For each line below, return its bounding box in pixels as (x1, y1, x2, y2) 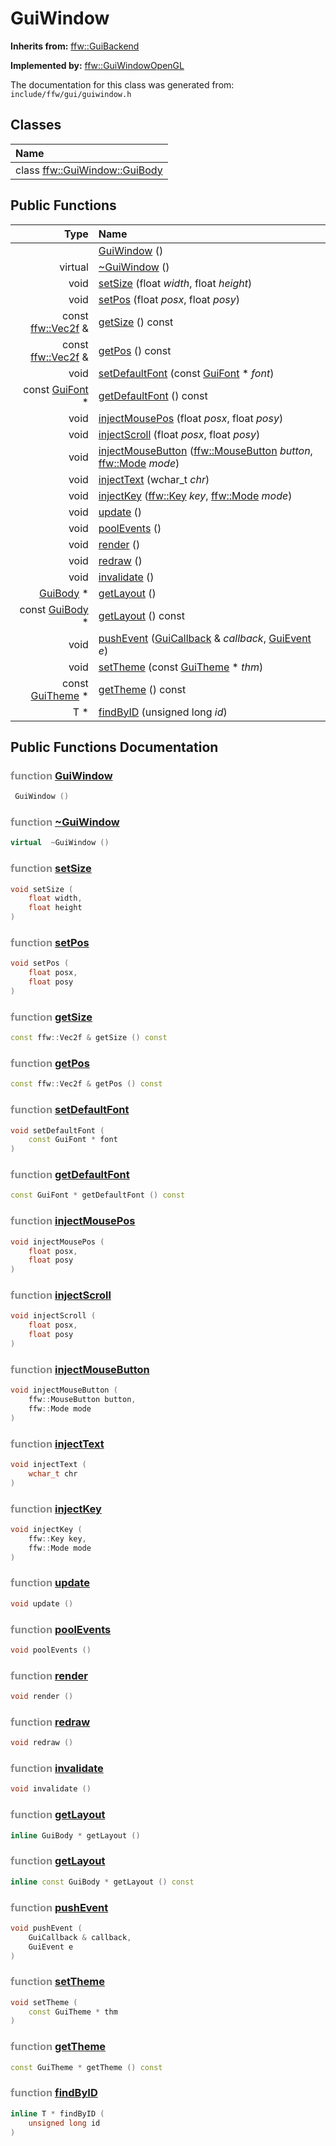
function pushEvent (10, 1900, 109, 1914)
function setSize (10, 862, 92, 876)
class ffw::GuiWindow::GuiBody (15, 163, 163, 177)
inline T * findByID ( (10, 2108, 105, 2119)
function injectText (10, 1437, 105, 1451)
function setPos (10, 936, 90, 950)
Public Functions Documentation (10, 738, 219, 756)
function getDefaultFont (10, 1168, 130, 1182)
